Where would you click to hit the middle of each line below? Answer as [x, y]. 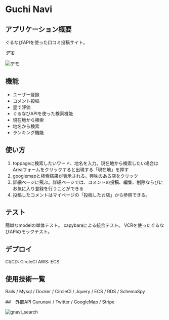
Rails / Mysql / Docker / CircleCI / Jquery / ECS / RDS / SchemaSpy [75, 292]
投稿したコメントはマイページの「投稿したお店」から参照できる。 [81, 195]
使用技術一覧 [25, 279]
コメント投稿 [26, 101]
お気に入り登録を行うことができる [48, 188]
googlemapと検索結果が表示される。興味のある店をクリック [75, 176]
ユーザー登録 [26, 94]
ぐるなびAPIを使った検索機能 [43, 113]
